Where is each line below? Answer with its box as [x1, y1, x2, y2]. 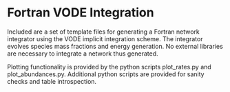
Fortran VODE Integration [7, 5, 154, 21]
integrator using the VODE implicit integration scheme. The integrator [7, 34, 203, 43]
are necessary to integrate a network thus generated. [7, 49, 158, 58]
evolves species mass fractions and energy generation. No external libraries [7, 42, 224, 50]
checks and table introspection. [7, 77, 97, 85]
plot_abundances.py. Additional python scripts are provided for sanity [7, 70, 205, 78]
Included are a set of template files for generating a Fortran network [7, 27, 200, 36]
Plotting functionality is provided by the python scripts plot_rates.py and [7, 62, 211, 71]
